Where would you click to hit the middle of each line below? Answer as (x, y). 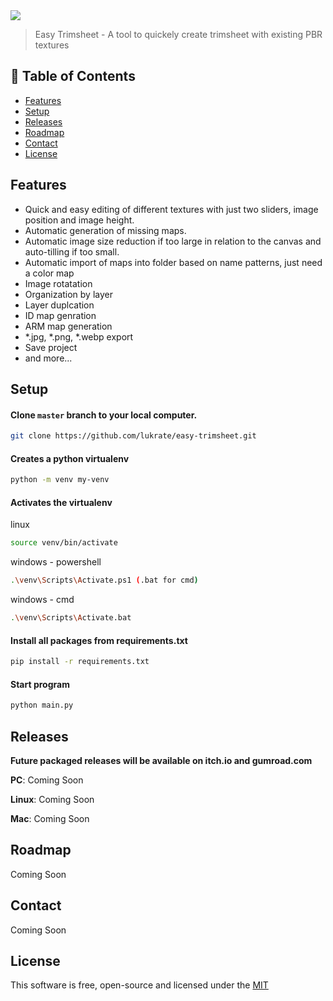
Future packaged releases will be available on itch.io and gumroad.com (161, 760)
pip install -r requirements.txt (80, 662)
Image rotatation (58, 283)
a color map (49, 273)
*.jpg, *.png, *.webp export (79, 336)
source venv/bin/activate (64, 543)
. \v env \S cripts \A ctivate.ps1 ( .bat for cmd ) (104, 580)
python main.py (42, 705)
